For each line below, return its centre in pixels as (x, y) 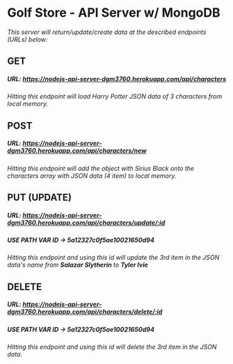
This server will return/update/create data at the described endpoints (107, 32)
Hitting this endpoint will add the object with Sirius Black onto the (101, 168)
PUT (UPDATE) (39, 198)
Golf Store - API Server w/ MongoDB (114, 13)
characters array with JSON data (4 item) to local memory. (92, 176)
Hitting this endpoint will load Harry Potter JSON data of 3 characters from (115, 97)
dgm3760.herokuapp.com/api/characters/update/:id (86, 222)
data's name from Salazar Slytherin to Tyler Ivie (78, 265)
